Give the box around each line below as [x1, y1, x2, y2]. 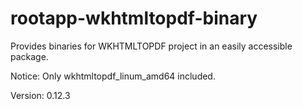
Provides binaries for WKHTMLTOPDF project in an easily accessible [10, 40, 293, 52]
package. [10, 50, 49, 62]
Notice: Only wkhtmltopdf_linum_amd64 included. [10, 70, 216, 82]
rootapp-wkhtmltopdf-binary [10, 7, 258, 30]
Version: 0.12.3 [10, 89, 71, 101]
